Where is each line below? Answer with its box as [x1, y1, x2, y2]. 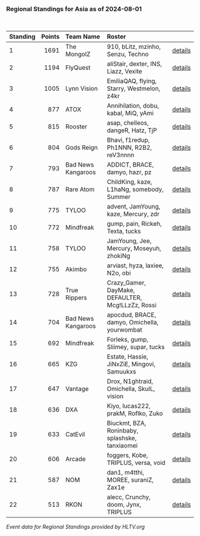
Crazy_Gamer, [107, 278, 146, 287]
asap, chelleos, [107, 119, 149, 127]
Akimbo [65, 265, 87, 274]
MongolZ [65, 50, 91, 59]
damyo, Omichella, [107, 318, 159, 327]
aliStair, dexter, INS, [107, 60, 162, 68]
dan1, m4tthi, [107, 468, 145, 477]
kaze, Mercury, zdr [107, 210, 160, 218]
